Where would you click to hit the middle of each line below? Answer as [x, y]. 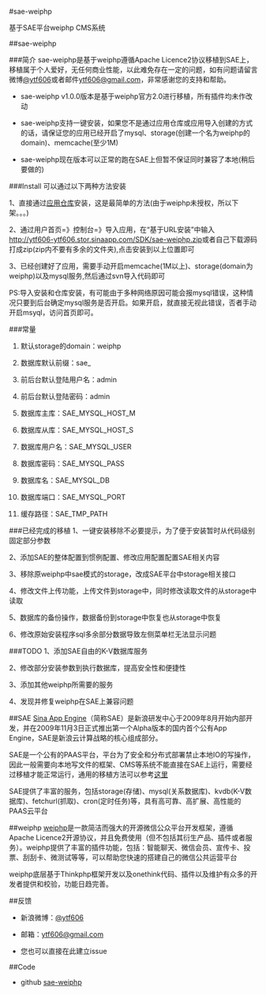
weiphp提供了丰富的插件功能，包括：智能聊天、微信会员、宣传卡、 [135, 847]
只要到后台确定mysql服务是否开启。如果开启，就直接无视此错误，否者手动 [136, 302]
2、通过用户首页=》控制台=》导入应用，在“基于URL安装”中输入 [112, 229]
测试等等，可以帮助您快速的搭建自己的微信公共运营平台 [147, 857]
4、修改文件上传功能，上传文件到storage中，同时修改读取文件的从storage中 [133, 591]
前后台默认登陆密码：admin [65, 396]
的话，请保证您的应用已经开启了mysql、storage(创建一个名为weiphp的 [135, 133]
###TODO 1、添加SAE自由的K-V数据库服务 [79, 651]
